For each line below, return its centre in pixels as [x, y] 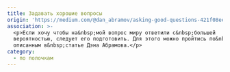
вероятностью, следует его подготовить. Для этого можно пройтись [110, 39]
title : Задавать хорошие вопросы [55, 13]
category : [21, 52]
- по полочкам [33, 58]
